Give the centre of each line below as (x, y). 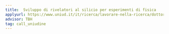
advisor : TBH (19, 19)
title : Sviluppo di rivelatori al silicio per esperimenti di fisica (81, 10)
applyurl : (16, 14)
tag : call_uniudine (26, 24)
